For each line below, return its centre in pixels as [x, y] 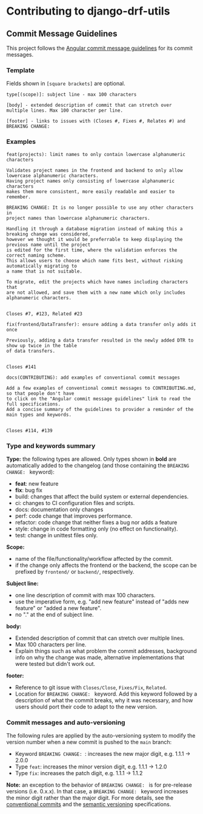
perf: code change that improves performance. [74, 516]
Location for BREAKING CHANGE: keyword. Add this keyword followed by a [106, 694]
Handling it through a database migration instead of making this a [95, 229]
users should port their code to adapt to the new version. [86, 707]
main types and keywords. [39, 415]
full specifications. [34, 404]
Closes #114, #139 [29, 430]
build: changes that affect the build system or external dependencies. [102, 497]
